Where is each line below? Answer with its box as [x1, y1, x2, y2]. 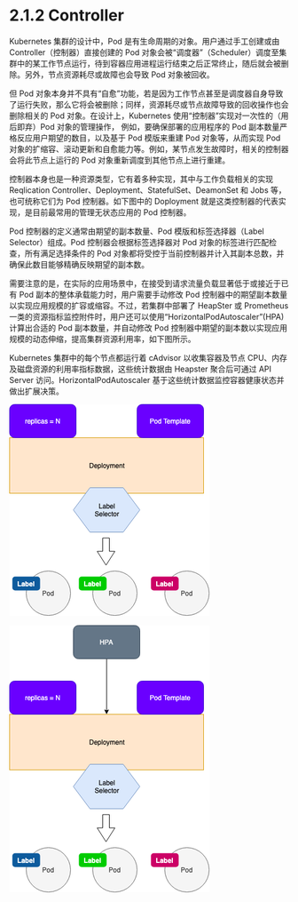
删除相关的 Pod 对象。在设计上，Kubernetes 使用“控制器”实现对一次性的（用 [9, 110, 289, 121]
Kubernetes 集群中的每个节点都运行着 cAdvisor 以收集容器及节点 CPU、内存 [9, 352, 288, 363]
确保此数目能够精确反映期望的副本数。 [9, 259, 149, 269]
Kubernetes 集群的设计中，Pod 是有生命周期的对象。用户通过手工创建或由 [9, 36, 280, 46]
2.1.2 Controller [9, 5, 124, 26]
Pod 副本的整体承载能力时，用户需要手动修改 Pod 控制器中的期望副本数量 [19, 289, 288, 299]
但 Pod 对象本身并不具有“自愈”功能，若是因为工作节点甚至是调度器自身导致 [9, 88, 284, 99]
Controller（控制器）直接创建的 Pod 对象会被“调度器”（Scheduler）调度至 [9, 46, 279, 58]
